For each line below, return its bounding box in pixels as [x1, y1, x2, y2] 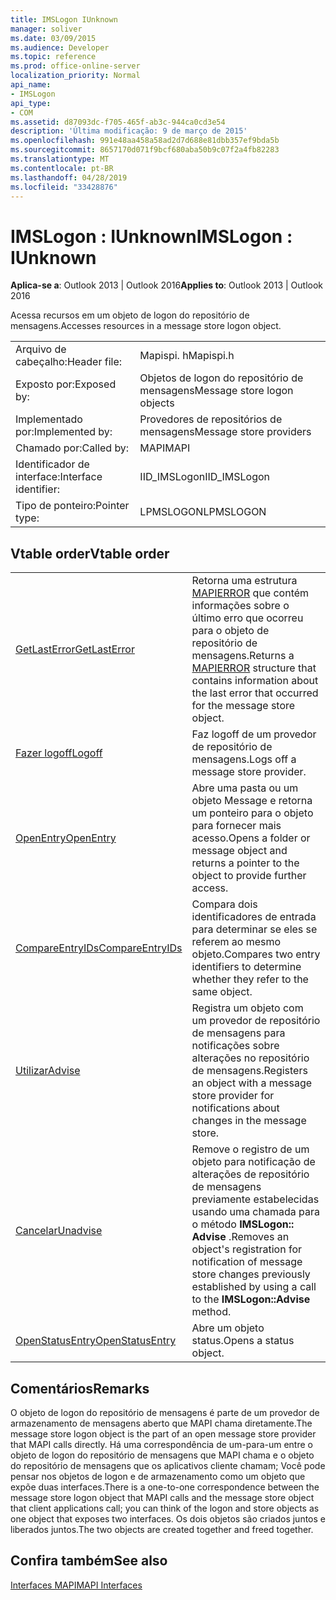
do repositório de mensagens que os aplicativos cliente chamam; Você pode [10, 1459, 326, 1471]
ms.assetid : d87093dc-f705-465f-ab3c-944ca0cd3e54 [10, 117, 226, 127]
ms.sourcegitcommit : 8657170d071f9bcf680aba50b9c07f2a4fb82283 [10, 145, 280, 155]
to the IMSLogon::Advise [191, 1292, 311, 1306]
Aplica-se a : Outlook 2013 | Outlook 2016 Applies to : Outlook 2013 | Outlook [10, 279, 324, 291]
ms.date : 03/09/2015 [10, 33, 97, 43]
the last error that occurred [191, 686, 319, 700]
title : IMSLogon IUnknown [10, 14, 118, 25]
